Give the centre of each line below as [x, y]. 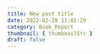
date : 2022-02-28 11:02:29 [47, 20]
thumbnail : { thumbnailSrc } [50, 33]
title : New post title [40, 14]
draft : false [26, 40]
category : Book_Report [40, 27]
